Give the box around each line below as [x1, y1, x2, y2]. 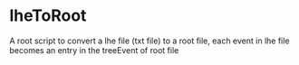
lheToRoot [9, 5, 87, 26]
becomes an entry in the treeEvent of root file [9, 44, 179, 55]
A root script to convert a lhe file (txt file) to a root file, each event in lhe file [9, 35, 290, 46]
